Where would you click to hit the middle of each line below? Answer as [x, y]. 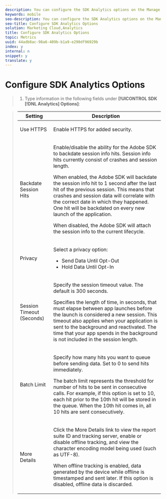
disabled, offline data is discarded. [93, 485]
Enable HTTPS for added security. [93, 129]
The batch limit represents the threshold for [104, 381]
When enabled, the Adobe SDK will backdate [105, 177]
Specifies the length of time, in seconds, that [105, 302]
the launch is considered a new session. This [105, 315]
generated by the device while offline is [99, 472]
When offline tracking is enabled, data [97, 466]
